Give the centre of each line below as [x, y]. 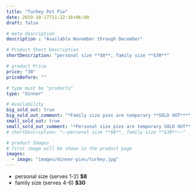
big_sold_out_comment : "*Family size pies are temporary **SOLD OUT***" [99, 116]
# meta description [30, 33]
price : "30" [21, 72]
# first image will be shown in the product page [69, 148]
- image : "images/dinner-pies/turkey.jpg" [65, 160]
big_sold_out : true [30, 110]
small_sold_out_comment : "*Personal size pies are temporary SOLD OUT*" [99, 126]
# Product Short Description [42, 50]
